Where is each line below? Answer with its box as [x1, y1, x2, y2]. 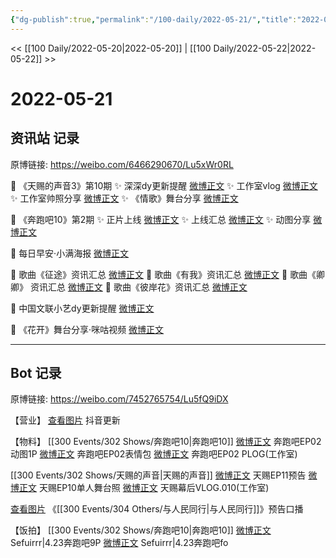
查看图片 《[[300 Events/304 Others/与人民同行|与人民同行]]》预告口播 [10, 503, 304, 515]
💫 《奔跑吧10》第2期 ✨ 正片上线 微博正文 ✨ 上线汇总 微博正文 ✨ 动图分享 [10, 213, 312, 225]
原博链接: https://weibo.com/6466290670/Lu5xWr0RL [10, 158, 234, 170]
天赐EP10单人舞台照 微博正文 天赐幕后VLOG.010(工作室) [38, 482, 270, 494]
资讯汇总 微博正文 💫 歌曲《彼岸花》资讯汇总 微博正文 [29, 281, 248, 293]
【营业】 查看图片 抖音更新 [10, 414, 121, 426]
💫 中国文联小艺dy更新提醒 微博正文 [10, 302, 155, 314]
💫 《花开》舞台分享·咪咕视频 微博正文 [10, 323, 165, 335]
